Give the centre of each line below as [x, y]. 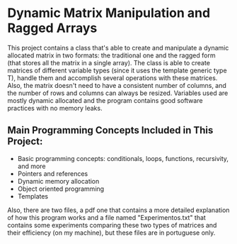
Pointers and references [53, 173]
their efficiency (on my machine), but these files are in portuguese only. [111, 233]
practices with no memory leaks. [55, 108]
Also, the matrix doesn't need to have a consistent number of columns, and [117, 85]
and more [31, 166]
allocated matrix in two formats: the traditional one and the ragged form [111, 55]
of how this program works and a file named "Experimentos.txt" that [107, 217]
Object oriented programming [61, 189]
